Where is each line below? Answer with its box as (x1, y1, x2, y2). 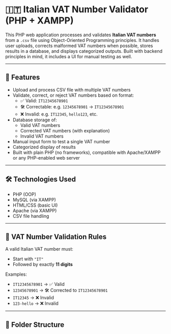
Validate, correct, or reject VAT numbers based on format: (12, 92, 134, 98)
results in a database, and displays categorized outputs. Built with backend (5, 48, 163, 54)
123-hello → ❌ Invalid (12, 300, 59, 306)
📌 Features (5, 73, 40, 82)
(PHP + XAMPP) (5, 15, 74, 27)
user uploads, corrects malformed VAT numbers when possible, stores (5, 42, 154, 49)
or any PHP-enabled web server (12, 154, 80, 161)
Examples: (5, 271, 27, 277)
